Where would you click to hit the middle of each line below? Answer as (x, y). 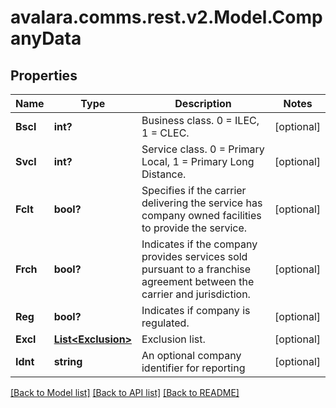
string (68, 361)
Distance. (164, 174)
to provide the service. (194, 228)
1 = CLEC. (165, 133)
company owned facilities (201, 215)
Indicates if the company (199, 244)
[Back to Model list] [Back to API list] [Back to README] (125, 392)
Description (203, 103)
